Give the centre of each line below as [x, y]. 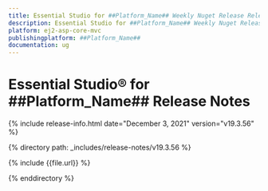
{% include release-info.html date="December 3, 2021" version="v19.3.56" [132, 123]
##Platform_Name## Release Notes [129, 101]
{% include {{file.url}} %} [49, 163]
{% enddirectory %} [41, 178]
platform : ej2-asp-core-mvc [55, 30]
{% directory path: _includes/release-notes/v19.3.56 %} [100, 147]
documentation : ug [39, 45]
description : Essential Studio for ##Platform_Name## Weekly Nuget [123, 23]
